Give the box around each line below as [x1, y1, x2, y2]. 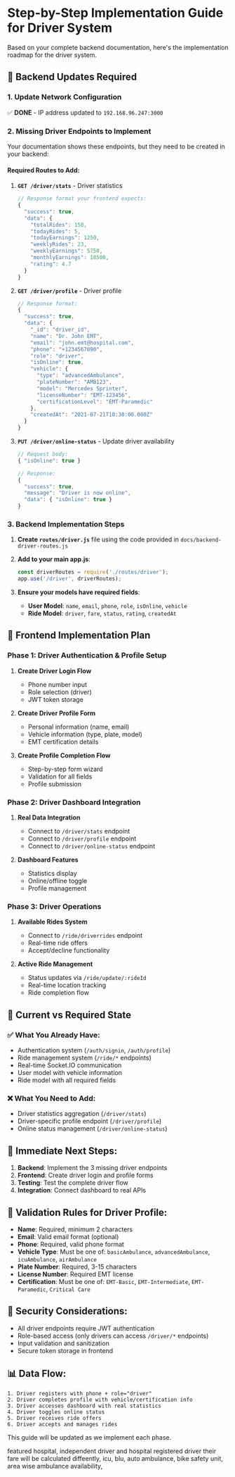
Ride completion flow [27, 988, 90, 997]
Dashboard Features [17, 855, 79, 864]
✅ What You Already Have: [7, 1030, 100, 1040]
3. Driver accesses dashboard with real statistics [7, 1402, 161, 1409]
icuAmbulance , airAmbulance [17, 1255, 97, 1263]
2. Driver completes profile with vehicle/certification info [7, 1396, 193, 1403]
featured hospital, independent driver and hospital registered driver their [7, 1447, 217, 1455]
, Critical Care [46, 1285, 91, 1293]
